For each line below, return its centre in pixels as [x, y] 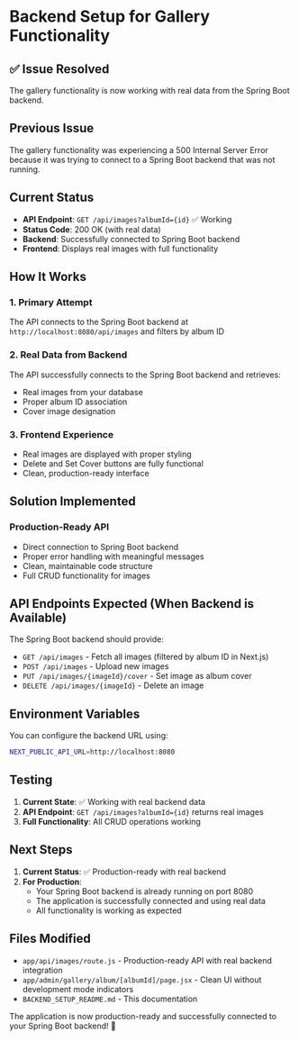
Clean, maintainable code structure [87, 565]
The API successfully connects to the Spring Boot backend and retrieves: [145, 375]
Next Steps [41, 850]
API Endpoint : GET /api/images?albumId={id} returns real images [143, 811]
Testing [31, 780]
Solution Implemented [73, 502]
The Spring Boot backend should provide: [86, 639]
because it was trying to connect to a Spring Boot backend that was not [142, 159]
